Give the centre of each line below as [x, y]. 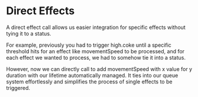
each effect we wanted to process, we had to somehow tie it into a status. [96, 57]
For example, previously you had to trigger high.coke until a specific [89, 45]
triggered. [18, 88]
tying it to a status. [29, 33]
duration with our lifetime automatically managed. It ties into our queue [92, 75]
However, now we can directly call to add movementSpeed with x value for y [99, 69]
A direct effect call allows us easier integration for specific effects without [96, 27]
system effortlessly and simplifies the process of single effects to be [89, 82]
